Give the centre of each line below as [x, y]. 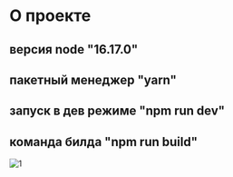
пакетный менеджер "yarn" [93, 79]
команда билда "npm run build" [103, 142]
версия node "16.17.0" [74, 49]
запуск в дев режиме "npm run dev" [117, 111]
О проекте [50, 16]
